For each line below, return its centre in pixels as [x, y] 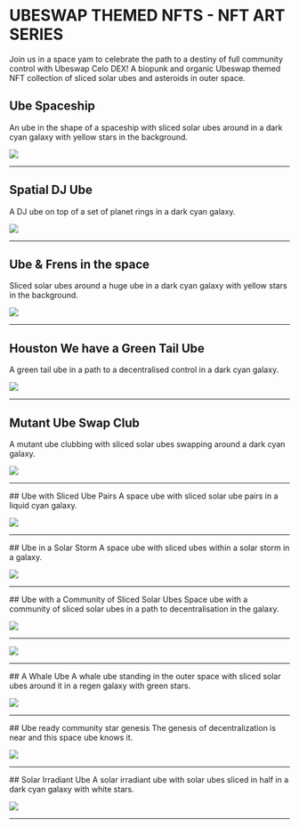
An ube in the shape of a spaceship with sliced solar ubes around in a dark [146, 127]
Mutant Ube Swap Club [74, 422]
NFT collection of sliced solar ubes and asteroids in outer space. [128, 77]
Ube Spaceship [53, 106]
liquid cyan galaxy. [43, 505]
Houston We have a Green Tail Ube [107, 348]
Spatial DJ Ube [51, 190]
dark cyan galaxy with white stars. [72, 789]
